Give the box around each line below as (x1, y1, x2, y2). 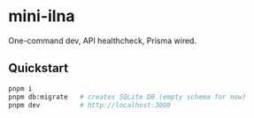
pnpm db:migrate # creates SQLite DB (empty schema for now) (8, 92, 247, 101)
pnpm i (8, 84, 33, 93)
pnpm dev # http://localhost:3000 (8, 100, 172, 109)
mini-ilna (8, 6, 76, 26)
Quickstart (8, 61, 69, 76)
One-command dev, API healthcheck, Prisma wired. (8, 35, 196, 46)
